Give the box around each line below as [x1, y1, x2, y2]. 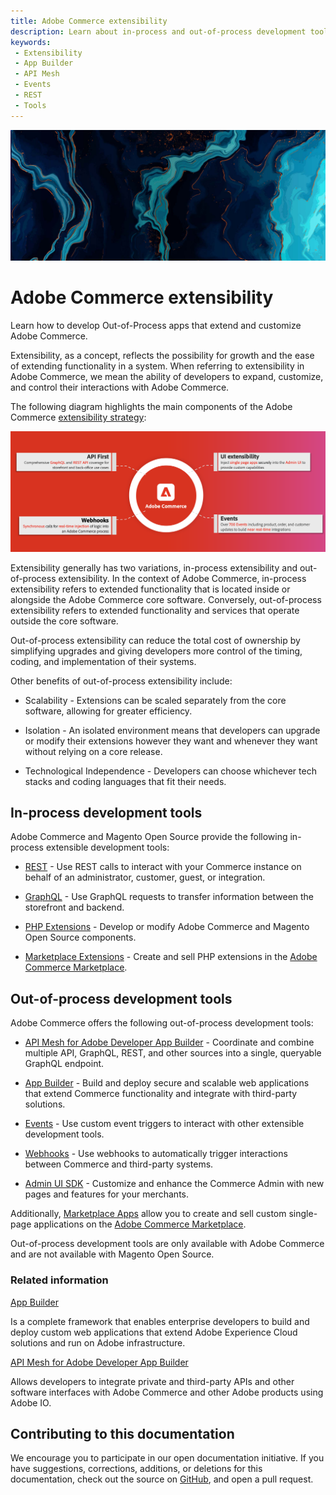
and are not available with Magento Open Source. [10, 1248, 215, 1260]
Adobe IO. [10, 1396, 52, 1409]
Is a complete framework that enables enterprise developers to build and [10, 1315, 310, 1327]
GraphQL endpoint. [24, 1058, 105, 1070]
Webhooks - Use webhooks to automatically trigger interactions [24, 1148, 288, 1160]
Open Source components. [24, 931, 137, 944]
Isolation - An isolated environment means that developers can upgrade [24, 724, 321, 736]
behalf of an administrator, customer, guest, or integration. [24, 871, 266, 884]
